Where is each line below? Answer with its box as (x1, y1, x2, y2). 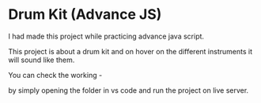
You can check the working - (8, 70, 103, 79)
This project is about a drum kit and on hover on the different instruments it (8, 46, 253, 56)
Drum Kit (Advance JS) (8, 6, 162, 24)
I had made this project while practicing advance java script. (8, 31, 204, 41)
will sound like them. (8, 55, 75, 64)
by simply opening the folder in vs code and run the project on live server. (8, 85, 249, 95)
